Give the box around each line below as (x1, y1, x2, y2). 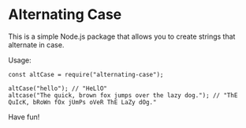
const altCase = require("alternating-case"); (8, 70, 164, 78)
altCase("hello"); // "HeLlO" (8, 85, 108, 92)
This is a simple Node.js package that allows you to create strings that (8, 32, 236, 41)
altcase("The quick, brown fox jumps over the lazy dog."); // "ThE (8, 91, 238, 100)
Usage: (8, 55, 32, 65)
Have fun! (8, 112, 40, 122)
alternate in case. (8, 40, 65, 49)
